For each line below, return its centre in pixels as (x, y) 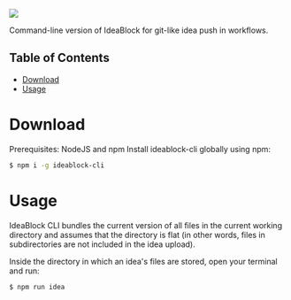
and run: (24, 271)
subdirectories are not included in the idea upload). (103, 244)
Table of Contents (60, 58)
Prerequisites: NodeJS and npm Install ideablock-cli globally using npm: (140, 149)
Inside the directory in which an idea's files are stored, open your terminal (143, 261)
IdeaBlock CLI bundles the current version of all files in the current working (146, 225)
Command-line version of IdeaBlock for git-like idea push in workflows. (139, 30)
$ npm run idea (37, 287)
